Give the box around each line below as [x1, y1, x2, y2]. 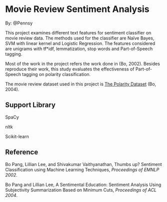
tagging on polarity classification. [22, 71, 91, 77]
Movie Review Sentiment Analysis [5, 3, 149, 15]
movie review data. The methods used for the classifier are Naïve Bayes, [5, 35, 154, 41]
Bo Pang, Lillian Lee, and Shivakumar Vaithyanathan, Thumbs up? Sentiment [5, 161, 162, 167]
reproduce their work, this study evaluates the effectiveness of [5, 66, 134, 72]
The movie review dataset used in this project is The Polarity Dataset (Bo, [5, 81, 156, 87]
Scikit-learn [5, 133, 29, 139]
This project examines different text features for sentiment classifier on [5, 29, 151, 35]
